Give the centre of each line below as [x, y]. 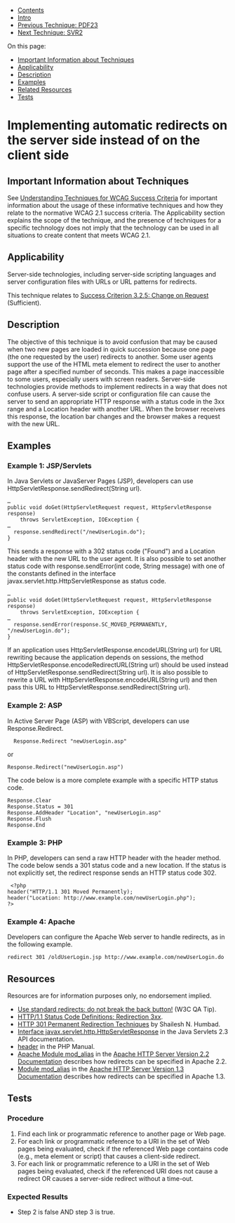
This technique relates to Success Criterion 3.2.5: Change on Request [108, 295]
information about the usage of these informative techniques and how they [115, 205]
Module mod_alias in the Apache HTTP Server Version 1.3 [101, 1069]
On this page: [27, 46]
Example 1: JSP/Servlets [50, 465]
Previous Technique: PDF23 [58, 25]
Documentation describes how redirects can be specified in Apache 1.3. [121, 1076]
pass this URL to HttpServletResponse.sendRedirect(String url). [99, 687]
